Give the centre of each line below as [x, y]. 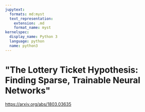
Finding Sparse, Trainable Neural [73, 80]
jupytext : [15, 9]
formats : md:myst [27, 14]
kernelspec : [17, 32]
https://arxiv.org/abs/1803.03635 [38, 104]
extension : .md [29, 23]
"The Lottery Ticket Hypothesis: [72, 70]
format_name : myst [32, 28]
